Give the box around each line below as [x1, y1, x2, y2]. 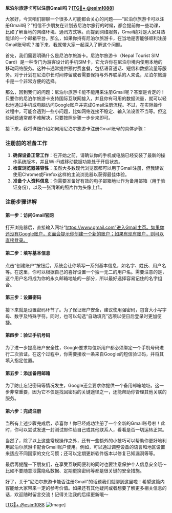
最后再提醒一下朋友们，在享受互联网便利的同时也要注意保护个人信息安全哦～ [5, 461, 167, 467]
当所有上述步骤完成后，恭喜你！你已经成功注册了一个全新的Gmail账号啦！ [5, 420, 161, 426]
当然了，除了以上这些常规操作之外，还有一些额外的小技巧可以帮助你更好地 [5, 438, 162, 444]
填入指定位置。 [5, 358, 37, 364]
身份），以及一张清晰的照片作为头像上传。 [17, 184, 105, 190]
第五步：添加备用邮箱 [5, 370, 50, 376]
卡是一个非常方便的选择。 [5, 78, 59, 84]
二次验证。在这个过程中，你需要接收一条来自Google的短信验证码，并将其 [9, 351, 164, 357]
